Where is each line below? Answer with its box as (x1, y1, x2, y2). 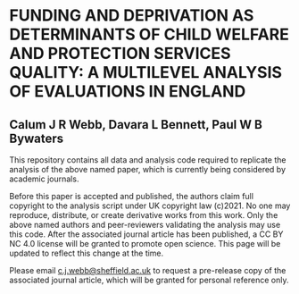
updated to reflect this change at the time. (9, 248, 164, 258)
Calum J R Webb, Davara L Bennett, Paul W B (9, 117, 263, 132)
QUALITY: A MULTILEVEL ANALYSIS (9, 63, 283, 83)
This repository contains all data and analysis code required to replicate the (9, 155, 287, 165)
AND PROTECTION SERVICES (9, 44, 231, 63)
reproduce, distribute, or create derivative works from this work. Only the (9, 210, 278, 220)
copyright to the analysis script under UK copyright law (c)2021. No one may (9, 200, 291, 211)
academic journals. (9, 173, 79, 184)
